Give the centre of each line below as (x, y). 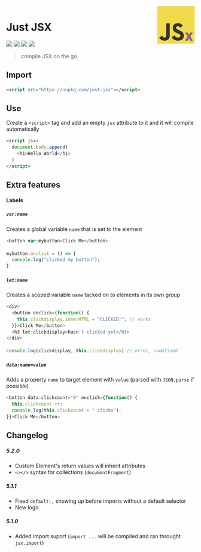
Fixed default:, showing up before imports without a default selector (100, 501)
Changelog (27, 435)
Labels (15, 200)
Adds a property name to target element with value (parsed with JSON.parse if (100, 380)
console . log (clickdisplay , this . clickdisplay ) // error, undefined (92, 351)
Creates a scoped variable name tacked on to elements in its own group (93, 295)
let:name (17, 280)
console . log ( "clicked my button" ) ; (56, 260)
